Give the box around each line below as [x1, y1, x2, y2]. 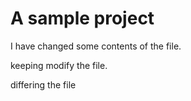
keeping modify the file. [10, 59, 108, 71]
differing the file [10, 78, 77, 91]
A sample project [10, 7, 155, 30]
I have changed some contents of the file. [10, 40, 182, 52]
